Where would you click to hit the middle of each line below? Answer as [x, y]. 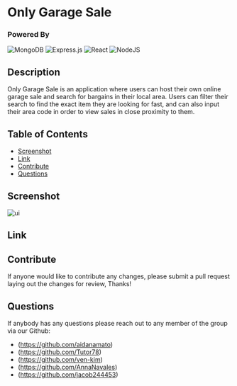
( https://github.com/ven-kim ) [60, 359]
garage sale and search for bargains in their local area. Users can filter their [118, 97]
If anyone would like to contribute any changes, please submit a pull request [119, 276]
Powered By [28, 35]
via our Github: [29, 331]
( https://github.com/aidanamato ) [65, 344]
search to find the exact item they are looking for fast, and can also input [114, 104]
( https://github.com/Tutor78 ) [59, 352]
